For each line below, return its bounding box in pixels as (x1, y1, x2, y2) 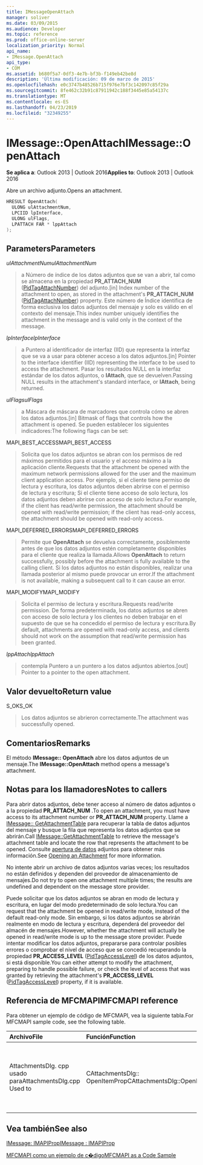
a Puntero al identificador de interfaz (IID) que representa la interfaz (21, 346, 190, 354)
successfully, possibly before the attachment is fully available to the (21, 557, 190, 565)
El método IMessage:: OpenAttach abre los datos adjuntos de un (6, 754, 169, 761)
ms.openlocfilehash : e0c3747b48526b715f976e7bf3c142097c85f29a (6, 82, 169, 88)
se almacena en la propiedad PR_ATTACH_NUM (21, 277, 142, 285)
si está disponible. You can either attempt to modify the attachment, (6, 959, 173, 966)
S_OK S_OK (6, 703, 33, 710)
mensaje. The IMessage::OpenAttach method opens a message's (6, 761, 170, 768)
